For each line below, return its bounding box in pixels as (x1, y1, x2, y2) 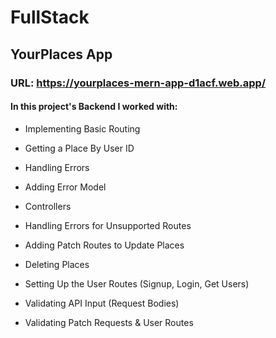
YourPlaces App (10, 46, 113, 63)
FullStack (10, 6, 90, 29)
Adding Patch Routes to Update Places (24, 239, 185, 251)
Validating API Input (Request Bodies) (24, 297, 180, 309)
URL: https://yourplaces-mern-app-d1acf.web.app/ (10, 76, 267, 90)
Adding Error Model (24, 181, 107, 193)
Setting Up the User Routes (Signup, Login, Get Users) (24, 277, 250, 290)
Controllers (24, 200, 72, 212)
